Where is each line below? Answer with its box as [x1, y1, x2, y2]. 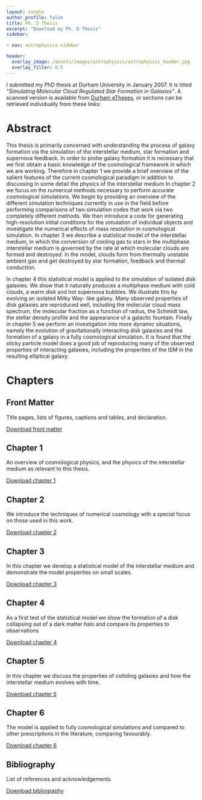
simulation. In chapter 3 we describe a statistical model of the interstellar [6, 231, 187, 239]
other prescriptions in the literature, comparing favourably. [6, 730, 152, 738]
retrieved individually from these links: [6, 100, 101, 108]
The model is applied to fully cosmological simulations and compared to [6, 724, 185, 731]
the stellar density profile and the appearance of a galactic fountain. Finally [6, 314, 192, 321]
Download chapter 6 [6, 742, 57, 749]
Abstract [6, 122, 51, 135]
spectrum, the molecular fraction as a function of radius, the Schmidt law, [6, 307, 189, 314]
